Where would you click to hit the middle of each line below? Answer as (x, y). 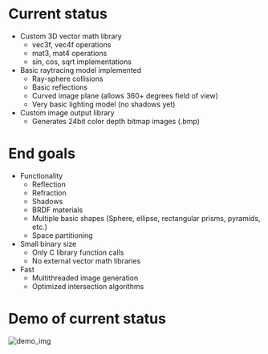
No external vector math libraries (86, 260)
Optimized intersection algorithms (88, 286)
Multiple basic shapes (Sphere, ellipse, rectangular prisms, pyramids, (146, 218)
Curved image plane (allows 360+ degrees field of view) (125, 95)
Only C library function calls (78, 252)
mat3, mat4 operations (69, 53)
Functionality (41, 175)
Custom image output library (67, 112)
